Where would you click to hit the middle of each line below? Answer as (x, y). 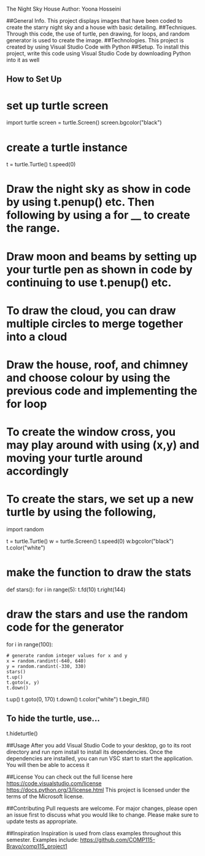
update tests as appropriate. (42, 821)
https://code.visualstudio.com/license (54, 783)
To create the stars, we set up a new (100, 499)
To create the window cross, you (91, 432)
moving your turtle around (75, 458)
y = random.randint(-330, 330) (46, 667)
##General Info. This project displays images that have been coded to (95, 21)
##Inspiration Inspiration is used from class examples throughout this (94, 833)
